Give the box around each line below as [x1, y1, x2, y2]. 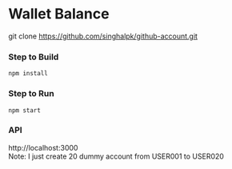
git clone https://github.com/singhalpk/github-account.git [8, 31, 198, 41]
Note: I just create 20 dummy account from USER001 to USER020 [8, 151, 224, 161]
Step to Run [8, 88, 54, 99]
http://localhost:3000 [8, 143, 78, 152]
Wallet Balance [8, 5, 110, 23]
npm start [8, 106, 42, 115]
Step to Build [8, 51, 59, 62]
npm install [8, 70, 48, 78]
